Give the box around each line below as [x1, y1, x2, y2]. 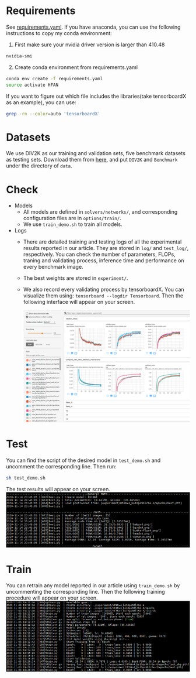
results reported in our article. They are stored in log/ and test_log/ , [23, 245, 189, 252]
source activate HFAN [6, 82, 59, 88]
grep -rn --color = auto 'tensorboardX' [6, 111, 100, 117]
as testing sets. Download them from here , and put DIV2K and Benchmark [6, 156, 178, 163]
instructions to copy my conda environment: [6, 29, 112, 36]
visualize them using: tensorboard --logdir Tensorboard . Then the [23, 292, 184, 299]
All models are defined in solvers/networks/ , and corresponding [23, 208, 178, 215]
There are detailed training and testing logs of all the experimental [23, 238, 182, 245]
